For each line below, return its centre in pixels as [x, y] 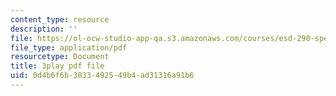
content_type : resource [60, 19]
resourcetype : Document [60, 57]
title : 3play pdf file [57, 66]
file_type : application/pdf [69, 47]
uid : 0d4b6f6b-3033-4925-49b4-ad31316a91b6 [102, 76]
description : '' [44, 29]
